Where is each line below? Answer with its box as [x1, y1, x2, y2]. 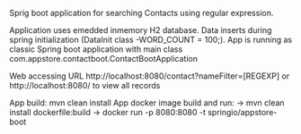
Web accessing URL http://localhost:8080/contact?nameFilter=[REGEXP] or [9, 71, 290, 81]
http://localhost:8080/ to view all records [9, 80, 161, 90]
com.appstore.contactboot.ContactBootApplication [9, 54, 198, 63]
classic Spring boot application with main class [9, 44, 183, 54]
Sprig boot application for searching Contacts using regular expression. [9, 8, 274, 18]
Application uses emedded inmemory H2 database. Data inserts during [9, 25, 272, 35]
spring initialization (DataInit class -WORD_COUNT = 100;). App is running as [9, 35, 293, 45]
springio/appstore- [208, 107, 278, 117]
